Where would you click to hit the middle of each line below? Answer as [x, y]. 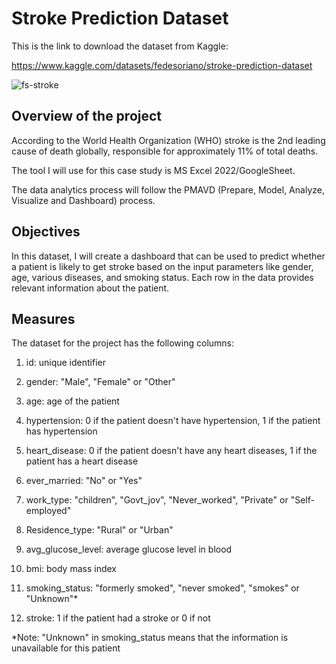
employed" [48, 511]
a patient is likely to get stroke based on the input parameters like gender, [162, 266]
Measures [43, 318]
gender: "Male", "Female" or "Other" [100, 382]
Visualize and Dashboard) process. [83, 200]
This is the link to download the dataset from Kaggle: [120, 46]
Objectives [46, 232]
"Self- [302, 500]
